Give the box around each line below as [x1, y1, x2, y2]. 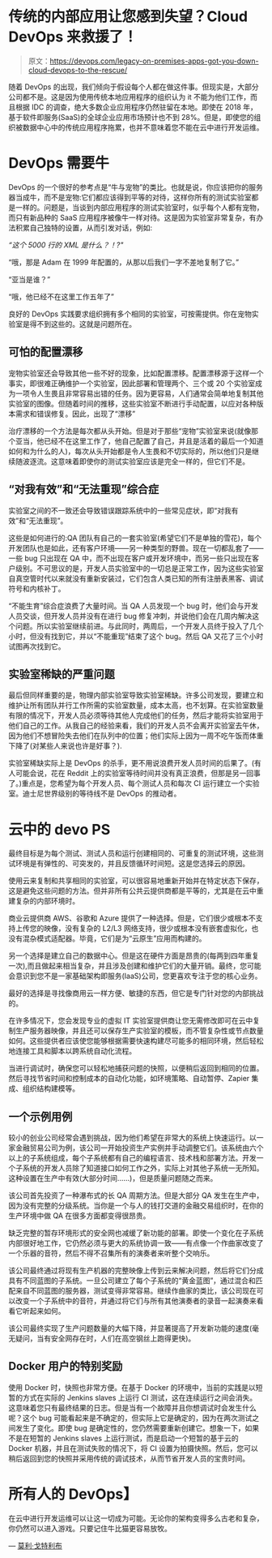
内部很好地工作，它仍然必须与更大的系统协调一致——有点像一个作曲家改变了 [8, 1238, 264, 1248]
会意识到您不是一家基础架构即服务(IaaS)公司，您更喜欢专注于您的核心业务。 [8, 971, 262, 981]
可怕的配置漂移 [8, 346, 83, 359]
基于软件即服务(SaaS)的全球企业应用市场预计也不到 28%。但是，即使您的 [8, 112, 254, 122]
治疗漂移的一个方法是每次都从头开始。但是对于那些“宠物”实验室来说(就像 [8, 426, 252, 436]
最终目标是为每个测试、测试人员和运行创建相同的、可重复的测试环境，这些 [8, 848, 257, 858]
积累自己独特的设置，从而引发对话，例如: [15, 222, 153, 232]
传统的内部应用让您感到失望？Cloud [8, 7, 249, 26]
